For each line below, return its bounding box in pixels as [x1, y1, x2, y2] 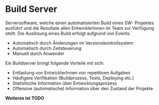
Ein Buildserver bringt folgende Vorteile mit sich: [5, 60, 105, 66]
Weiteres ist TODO [5, 95, 44, 101]
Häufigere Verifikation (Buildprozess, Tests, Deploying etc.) [12, 75, 134, 81]
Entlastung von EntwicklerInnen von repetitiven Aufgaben [12, 69, 131, 75]
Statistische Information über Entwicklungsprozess [12, 80, 117, 86]
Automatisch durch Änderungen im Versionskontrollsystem [12, 40, 134, 46]
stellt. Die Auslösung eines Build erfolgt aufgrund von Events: [5, 30, 131, 36]
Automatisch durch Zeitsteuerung [12, 45, 82, 51]
